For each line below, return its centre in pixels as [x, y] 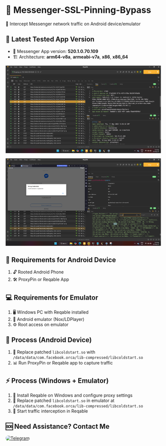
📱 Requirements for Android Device [61, 260]
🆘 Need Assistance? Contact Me [58, 426]
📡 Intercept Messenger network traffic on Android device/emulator [73, 24]
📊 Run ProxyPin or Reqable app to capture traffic [63, 362]
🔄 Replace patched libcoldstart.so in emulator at [64, 401]
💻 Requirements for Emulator [52, 297]
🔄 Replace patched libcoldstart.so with [54, 352]
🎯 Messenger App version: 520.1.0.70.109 [55, 51]
